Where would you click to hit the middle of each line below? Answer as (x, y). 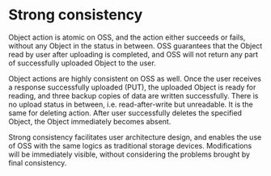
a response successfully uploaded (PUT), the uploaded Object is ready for (132, 87)
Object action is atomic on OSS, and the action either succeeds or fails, (127, 37)
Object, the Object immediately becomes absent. (90, 121)
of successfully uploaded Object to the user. (82, 63)
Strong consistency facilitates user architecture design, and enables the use (135, 137)
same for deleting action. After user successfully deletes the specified (125, 113)
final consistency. (38, 162)
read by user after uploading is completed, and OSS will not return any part (133, 54)
